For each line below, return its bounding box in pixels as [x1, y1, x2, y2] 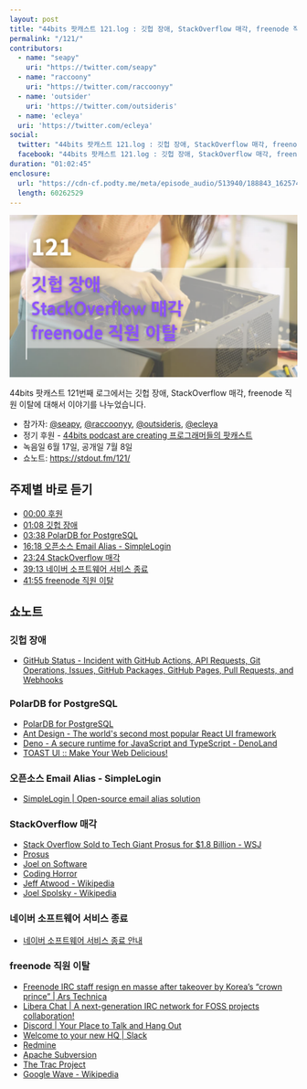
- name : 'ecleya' [17, 111, 84, 121]
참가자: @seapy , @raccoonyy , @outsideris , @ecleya [22, 418, 218, 429]
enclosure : [9, 169, 51, 178]
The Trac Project [22, 1059, 87, 1070]
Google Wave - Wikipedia [22, 1068, 119, 1079]
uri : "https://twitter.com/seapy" [26, 63, 157, 72]
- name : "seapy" [17, 53, 79, 63]
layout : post [9, 15, 59, 24]
